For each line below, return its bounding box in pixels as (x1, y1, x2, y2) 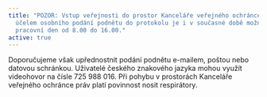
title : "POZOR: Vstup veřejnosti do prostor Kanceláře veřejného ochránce (8, 11, 261, 20)
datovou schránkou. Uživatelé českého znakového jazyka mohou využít (8, 64, 242, 73)
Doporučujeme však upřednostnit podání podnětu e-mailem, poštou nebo (8, 55, 249, 65)
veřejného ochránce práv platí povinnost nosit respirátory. (8, 80, 198, 90)
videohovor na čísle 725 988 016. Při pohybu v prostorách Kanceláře (8, 72, 233, 81)
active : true (8, 33, 52, 42)
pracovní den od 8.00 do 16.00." (15, 26, 126, 34)
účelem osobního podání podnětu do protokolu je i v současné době (15, 19, 244, 27)
